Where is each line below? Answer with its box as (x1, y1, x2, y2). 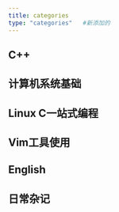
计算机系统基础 (8, 77, 82, 91)
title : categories (8, 11, 69, 20)
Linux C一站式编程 (8, 106, 99, 119)
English (8, 163, 46, 176)
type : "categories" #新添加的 (8, 19, 111, 27)
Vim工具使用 (8, 136, 71, 150)
